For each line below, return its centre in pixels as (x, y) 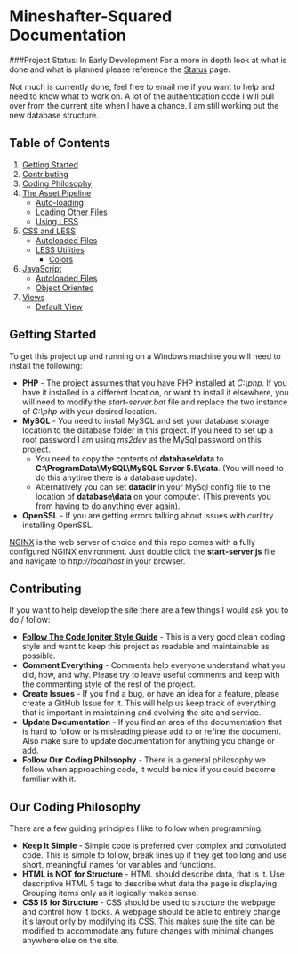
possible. (39, 656)
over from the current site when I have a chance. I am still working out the (144, 105)
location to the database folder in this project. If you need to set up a (148, 430)
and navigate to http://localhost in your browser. (97, 561)
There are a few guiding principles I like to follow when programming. (136, 828)
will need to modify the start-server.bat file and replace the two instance (155, 402)
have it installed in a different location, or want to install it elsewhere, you (155, 392)
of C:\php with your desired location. (89, 411)
